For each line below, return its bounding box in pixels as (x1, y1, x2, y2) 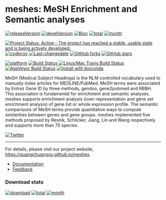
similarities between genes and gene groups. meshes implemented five (5, 111, 151, 117)
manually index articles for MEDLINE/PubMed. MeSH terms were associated (5, 80, 161, 86)
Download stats (5, 178, 43, 185)
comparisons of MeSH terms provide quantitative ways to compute (5, 106, 142, 112)
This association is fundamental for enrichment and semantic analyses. (5, 91, 150, 97)
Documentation (12, 161, 44, 167)
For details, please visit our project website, (5, 146, 94, 152)
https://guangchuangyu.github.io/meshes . (5, 151, 91, 157)
